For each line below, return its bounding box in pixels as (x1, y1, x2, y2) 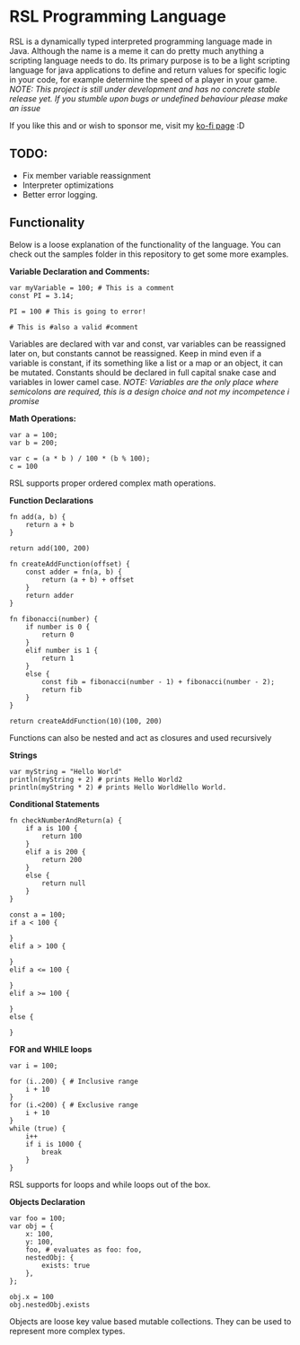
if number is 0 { (25, 622, 91, 631)
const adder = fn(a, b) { (25, 567, 123, 576)
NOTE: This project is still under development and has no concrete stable (9, 84, 280, 94)
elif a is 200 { (25, 847, 87, 857)
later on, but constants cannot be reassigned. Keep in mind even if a (9, 347, 262, 358)
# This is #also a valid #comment (9, 322, 139, 331)
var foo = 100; (9, 1214, 66, 1223)
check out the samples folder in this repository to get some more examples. (9, 249, 289, 259)
